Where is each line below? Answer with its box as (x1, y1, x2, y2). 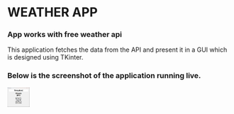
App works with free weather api (7, 30, 123, 40)
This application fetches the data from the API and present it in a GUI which (7, 45, 228, 54)
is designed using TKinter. (7, 53, 84, 62)
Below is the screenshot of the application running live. (7, 71, 201, 81)
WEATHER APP (7, 4, 98, 21)
